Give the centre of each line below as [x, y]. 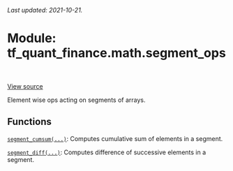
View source [25, 86]
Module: [32, 38]
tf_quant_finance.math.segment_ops [117, 53]
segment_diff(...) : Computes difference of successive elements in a [107, 152]
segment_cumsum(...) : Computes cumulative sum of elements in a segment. [115, 138]
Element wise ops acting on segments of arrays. [76, 100]
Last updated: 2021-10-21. [45, 10]
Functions [30, 122]
